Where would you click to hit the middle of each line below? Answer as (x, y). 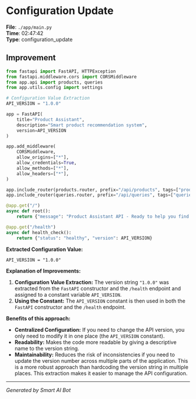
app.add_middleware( (31, 147)
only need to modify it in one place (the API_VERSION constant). (90, 336)
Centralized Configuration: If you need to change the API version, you (99, 329)
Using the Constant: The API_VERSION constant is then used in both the (100, 301)
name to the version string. (47, 348)
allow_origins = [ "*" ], (43, 157)
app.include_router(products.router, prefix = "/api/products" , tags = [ (92, 190)
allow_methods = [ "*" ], (43, 168)
